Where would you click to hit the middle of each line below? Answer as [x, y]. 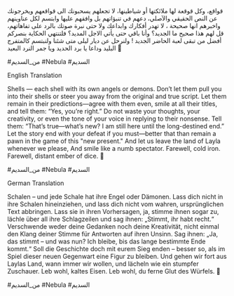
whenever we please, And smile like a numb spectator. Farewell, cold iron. [114, 148]
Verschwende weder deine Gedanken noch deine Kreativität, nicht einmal [113, 227]
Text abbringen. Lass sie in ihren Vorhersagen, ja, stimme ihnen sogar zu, [113, 211]
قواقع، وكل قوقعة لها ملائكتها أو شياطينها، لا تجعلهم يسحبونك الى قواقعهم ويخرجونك [115, 11]
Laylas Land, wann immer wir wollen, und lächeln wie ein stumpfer [103, 264]
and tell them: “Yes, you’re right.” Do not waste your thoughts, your [104, 111]
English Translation [35, 75]
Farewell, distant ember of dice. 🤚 [56, 156]
